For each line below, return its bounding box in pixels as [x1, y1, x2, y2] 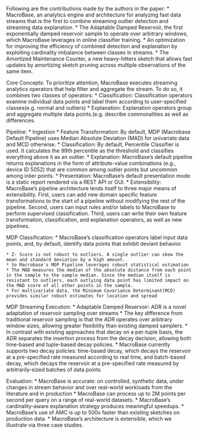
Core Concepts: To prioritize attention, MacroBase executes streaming [6, 79, 178, 86]
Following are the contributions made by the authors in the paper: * [6, 5, 170, 12]
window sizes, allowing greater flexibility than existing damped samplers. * [6, 322, 188, 329]
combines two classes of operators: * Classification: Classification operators [6, 92, 193, 99]
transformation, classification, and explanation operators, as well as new [6, 216, 182, 223]
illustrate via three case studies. [6, 422, 84, 428]
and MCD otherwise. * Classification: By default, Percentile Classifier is [6, 141, 179, 148]
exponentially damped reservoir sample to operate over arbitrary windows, [6, 30, 188, 37]
